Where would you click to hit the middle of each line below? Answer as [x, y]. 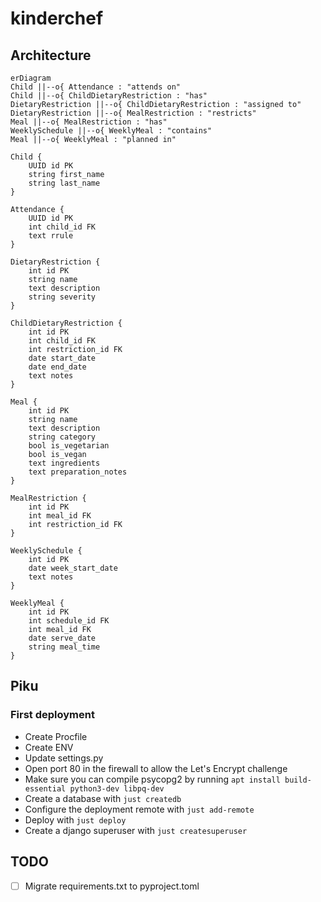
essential [45, 788]
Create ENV [49, 747]
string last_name [64, 183]
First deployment [52, 715]
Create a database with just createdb [103, 798]
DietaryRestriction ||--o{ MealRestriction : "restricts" [133, 113]
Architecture [51, 55]
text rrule [51, 236]
